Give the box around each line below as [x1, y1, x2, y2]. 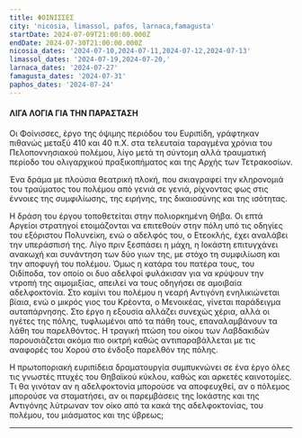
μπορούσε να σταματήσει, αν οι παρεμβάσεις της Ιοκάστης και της [9, 390, 260, 401]
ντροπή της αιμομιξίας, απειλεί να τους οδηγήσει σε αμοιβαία [9, 277, 243, 288]
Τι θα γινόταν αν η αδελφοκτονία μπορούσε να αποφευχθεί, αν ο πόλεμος [9, 380, 290, 391]
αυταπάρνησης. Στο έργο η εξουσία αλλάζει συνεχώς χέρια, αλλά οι [9, 306, 271, 317]
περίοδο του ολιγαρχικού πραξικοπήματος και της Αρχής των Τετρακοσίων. [9, 156, 293, 167]
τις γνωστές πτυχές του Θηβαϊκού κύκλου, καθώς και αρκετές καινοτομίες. [9, 371, 292, 382]
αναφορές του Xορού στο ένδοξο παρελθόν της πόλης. [9, 344, 218, 355]
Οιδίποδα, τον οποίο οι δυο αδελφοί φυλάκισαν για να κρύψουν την [9, 267, 264, 279]
